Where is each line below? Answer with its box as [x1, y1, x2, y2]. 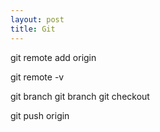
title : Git [10, 24, 56, 34]
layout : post [10, 14, 65, 25]
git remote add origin [10, 51, 97, 63]
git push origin [10, 109, 70, 121]
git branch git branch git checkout [10, 90, 150, 102]
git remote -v [10, 71, 65, 83]
